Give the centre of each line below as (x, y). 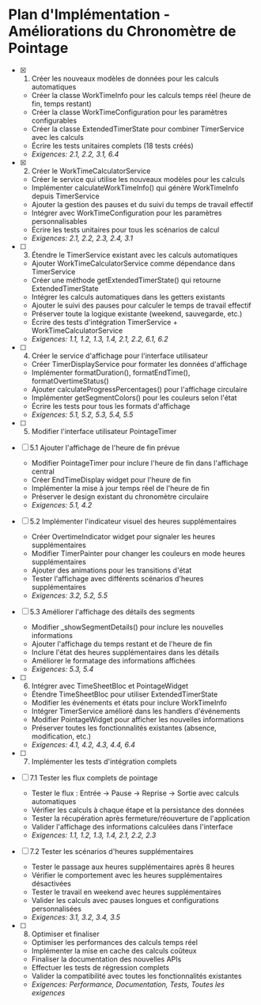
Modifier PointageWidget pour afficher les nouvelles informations (138, 719)
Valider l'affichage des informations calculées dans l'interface (132, 826)
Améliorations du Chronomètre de (122, 31)
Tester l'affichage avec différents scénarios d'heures (117, 578)
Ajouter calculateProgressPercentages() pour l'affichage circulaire (139, 389)
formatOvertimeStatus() (70, 380)
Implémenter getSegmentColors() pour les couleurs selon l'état (134, 398)
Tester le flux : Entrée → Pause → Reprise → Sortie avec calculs (135, 793)
